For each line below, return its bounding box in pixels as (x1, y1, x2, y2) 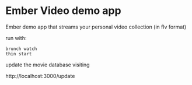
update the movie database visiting (5, 61, 90, 68)
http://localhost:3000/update (5, 72, 75, 79)
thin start (5, 51, 32, 56)
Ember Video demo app (5, 4, 121, 17)
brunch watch (5, 45, 37, 52)
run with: (5, 34, 27, 41)
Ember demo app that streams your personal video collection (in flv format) (5, 23, 187, 30)
